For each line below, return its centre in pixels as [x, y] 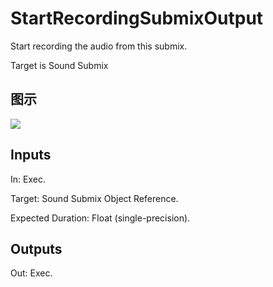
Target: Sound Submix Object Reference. [94, 198]
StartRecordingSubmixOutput [137, 18]
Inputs [31, 155]
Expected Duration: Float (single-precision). [100, 218]
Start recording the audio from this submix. [99, 46]
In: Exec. [28, 179]
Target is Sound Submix [59, 65]
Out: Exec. [31, 273]
